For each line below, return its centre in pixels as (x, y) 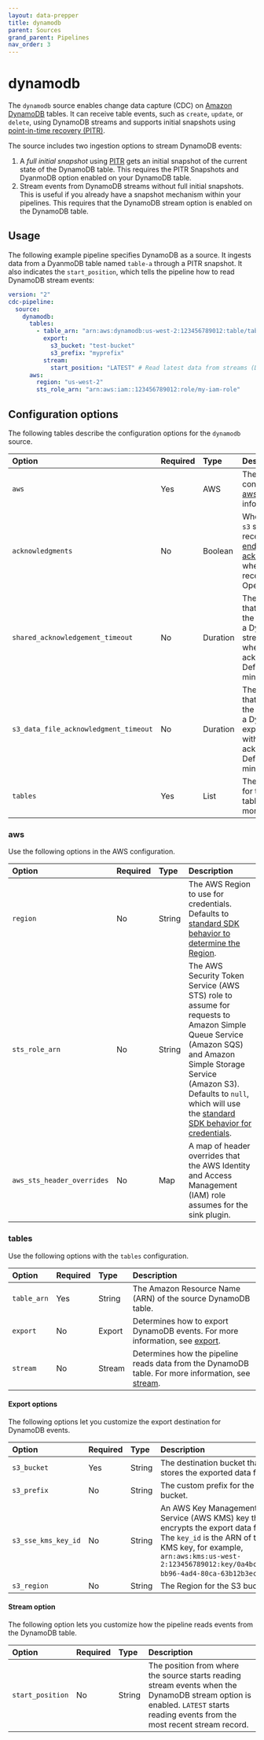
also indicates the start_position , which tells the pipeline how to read (121, 272)
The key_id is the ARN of (205, 1538)
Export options (33, 1404)
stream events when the (192, 1685)
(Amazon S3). (214, 1084)
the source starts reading (194, 1675)
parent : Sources (35, 30)
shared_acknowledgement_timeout (73, 637)
